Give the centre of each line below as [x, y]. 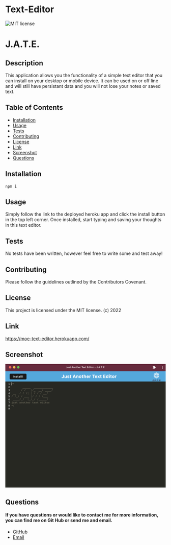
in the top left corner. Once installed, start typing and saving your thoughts [83, 220]
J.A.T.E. [22, 44]
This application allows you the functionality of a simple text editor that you [84, 75]
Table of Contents [34, 108]
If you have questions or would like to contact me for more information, [82, 515]
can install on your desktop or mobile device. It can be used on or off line [82, 81]
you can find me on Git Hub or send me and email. [59, 520]
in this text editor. [23, 225]
